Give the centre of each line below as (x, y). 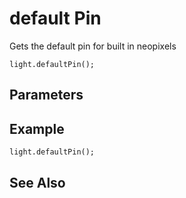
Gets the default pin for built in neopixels (93, 46)
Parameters (46, 95)
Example (37, 128)
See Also (37, 182)
